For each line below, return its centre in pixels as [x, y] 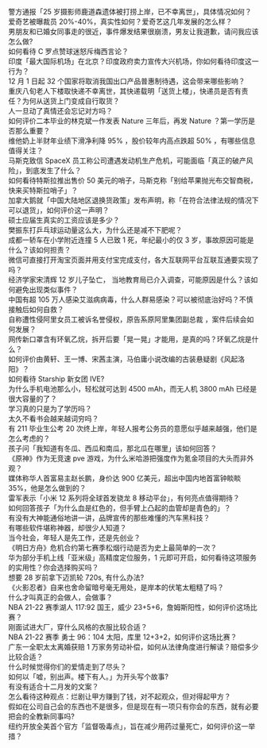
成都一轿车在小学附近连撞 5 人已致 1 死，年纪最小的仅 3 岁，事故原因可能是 [131, 240]
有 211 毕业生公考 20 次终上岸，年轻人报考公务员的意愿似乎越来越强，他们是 [133, 428]
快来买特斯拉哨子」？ [43, 190]
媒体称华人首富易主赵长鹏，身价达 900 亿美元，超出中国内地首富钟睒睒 [125, 478]
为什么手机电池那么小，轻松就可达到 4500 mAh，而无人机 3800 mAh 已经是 [133, 389]
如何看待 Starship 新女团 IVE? [56, 379]
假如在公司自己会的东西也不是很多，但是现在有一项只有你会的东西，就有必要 [133, 706]
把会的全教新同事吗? [42, 716]
